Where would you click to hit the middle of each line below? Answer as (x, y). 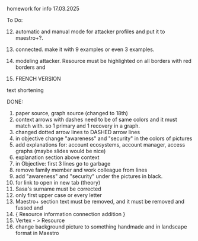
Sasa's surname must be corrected (58, 189)
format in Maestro (37, 233)
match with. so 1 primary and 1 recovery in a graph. (78, 126)
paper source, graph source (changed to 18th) (71, 113)
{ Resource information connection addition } (70, 214)
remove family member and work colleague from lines (81, 170)
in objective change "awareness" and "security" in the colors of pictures (104, 138)
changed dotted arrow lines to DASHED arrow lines (78, 132)
